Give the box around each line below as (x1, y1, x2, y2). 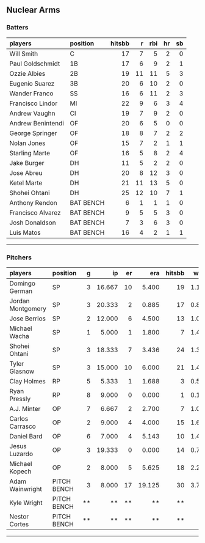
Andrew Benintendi (9, 119, 64, 127)
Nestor (9, 512, 29, 520)
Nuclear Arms (6, 5, 60, 15)
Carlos (9, 414, 29, 423)
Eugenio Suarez (9, 79, 55, 87)
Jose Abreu (9, 168, 43, 177)
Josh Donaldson (9, 218, 56, 227)
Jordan (9, 297, 30, 305)
